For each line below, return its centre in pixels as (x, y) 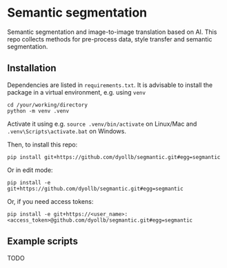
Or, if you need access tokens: (50, 201)
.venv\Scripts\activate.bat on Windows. (67, 131)
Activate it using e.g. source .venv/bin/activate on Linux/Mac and (102, 124)
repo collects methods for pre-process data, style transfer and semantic (110, 39)
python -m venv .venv (38, 111)
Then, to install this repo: (42, 144)
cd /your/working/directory (48, 105)
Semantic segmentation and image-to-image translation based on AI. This (112, 32)
